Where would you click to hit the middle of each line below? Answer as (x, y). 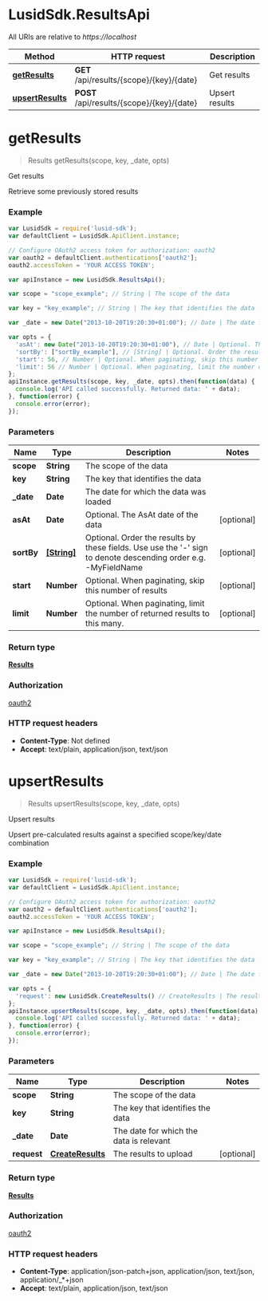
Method (39, 56)
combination (29, 842)
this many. (104, 623)
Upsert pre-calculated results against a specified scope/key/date (115, 834)
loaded (98, 502)
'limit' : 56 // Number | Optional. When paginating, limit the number (135, 367)
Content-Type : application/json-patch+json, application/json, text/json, (137, 1271)
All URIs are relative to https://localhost (73, 37)
